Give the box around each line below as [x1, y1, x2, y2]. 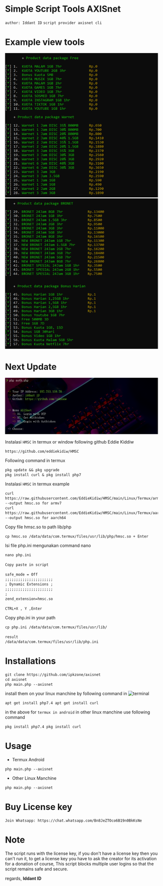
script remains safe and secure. [5, 866, 68, 872]
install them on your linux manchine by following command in [5, 691, 127, 696]
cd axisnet [5, 677, 27, 682]
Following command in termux [5, 458, 65, 463]
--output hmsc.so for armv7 [5, 501, 62, 506]
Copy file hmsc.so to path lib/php [5, 524, 72, 530]
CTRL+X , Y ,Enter [5, 606, 42, 611]
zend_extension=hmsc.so [5, 597, 53, 601]
